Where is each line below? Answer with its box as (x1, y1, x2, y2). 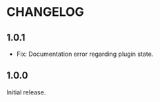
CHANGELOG (6, 4, 84, 20)
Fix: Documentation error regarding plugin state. (16, 50, 154, 58)
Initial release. (6, 88, 46, 96)
